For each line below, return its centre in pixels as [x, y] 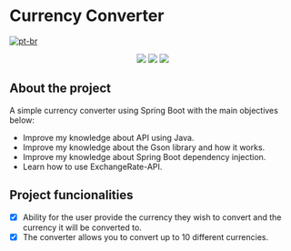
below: [22, 120]
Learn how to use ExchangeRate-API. [92, 166]
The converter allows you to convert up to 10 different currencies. [145, 236]
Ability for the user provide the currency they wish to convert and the [152, 217]
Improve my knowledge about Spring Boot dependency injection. [144, 156]
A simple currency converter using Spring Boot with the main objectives [144, 110]
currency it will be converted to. [82, 227]
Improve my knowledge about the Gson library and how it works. [144, 147]
